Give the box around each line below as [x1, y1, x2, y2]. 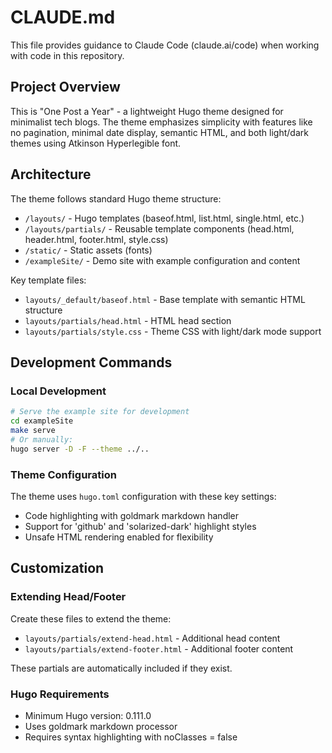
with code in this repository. [10, 49, 125, 61]
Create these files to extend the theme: [10, 612, 172, 625]
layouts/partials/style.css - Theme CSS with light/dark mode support [24, 325, 322, 337]
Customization [10, 560, 105, 577]
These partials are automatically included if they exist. [10, 662, 233, 674]
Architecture [10, 166, 92, 183]
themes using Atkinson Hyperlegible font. [10, 137, 182, 149]
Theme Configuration [10, 467, 117, 481]
